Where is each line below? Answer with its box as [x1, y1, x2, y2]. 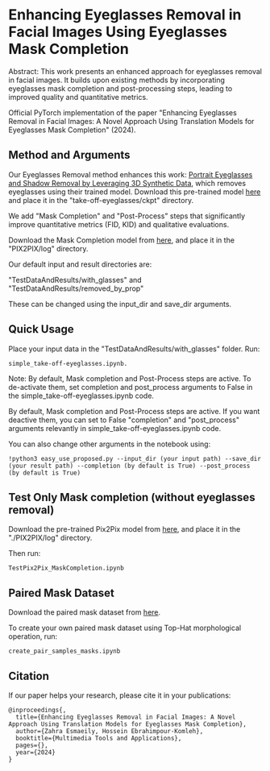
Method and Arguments [8, 148, 131, 162]
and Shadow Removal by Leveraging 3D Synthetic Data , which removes [8, 178, 247, 188]
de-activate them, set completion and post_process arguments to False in [8, 382, 253, 392]
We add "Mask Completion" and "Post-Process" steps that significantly [8, 211, 246, 221]
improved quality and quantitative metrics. [8, 92, 148, 102]
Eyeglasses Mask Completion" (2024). [8, 125, 136, 135]
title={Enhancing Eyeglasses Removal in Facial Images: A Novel [15, 713, 236, 721]
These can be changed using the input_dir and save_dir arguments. [8, 299, 232, 309]
